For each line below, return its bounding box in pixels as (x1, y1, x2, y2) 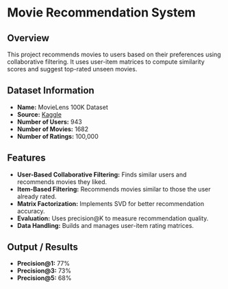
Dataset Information (7, 84, 94, 97)
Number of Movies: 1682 (16, 125, 89, 133)
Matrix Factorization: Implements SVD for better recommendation (16, 199, 204, 207)
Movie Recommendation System (7, 5, 197, 21)
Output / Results (7, 242, 79, 253)
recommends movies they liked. (16, 177, 107, 186)
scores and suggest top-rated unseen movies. (7, 65, 138, 73)
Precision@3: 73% (16, 266, 72, 275)
